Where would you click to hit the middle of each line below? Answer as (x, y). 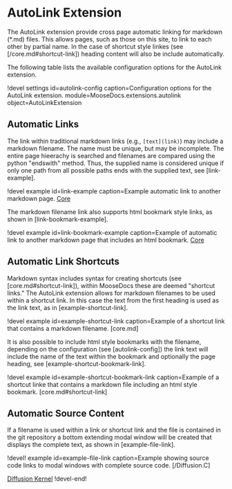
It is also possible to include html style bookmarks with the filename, (104, 342)
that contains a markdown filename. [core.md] (73, 328)
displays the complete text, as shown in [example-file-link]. (91, 445)
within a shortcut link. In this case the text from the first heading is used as (113, 300)
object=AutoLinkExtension (45, 102)
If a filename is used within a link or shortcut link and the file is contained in (114, 430)
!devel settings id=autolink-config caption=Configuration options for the (109, 88)
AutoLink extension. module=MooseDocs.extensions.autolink (94, 95)
